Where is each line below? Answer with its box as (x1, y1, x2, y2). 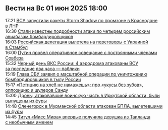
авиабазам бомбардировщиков (5, 33, 74, 39)
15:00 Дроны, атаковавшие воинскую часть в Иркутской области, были (5, 92, 160, 98)
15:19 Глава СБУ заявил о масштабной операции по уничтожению (5, 71, 147, 77)
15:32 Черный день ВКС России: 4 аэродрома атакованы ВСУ (5, 60, 139, 66)
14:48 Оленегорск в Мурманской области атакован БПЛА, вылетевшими (5, 103, 163, 109)
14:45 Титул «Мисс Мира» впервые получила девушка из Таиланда (5, 113, 151, 120)
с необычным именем (5, 119, 53, 125)
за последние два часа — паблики (5, 66, 80, 72)
